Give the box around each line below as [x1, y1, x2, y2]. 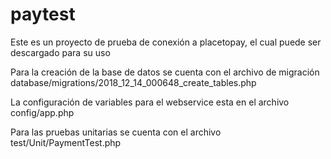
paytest [10, 3, 76, 26]
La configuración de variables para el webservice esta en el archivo [10, 96, 290, 108]
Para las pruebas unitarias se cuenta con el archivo [10, 126, 222, 138]
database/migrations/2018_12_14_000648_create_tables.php [10, 76, 257, 88]
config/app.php [10, 106, 75, 118]
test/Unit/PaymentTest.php [10, 136, 122, 148]
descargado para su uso [10, 46, 111, 58]
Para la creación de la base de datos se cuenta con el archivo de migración [10, 66, 320, 78]
